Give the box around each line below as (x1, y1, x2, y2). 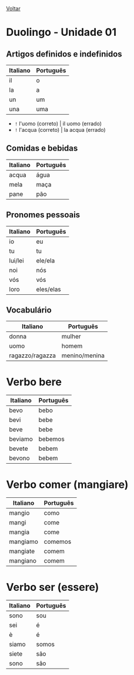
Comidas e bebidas (6, 144, 78, 154)
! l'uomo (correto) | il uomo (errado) (14, 120, 102, 127)
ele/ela (36, 256, 55, 264)
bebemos (38, 435, 65, 443)
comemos (43, 538, 72, 546)
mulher (61, 332, 81, 341)
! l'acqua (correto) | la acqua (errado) (14, 127, 106, 133)
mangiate (9, 547, 35, 556)
